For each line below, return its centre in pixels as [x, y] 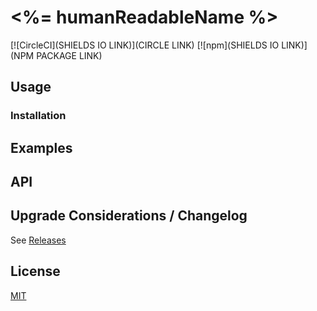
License [35, 271]
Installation [38, 116]
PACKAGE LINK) [69, 55]
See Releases [38, 240]
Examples [41, 147]
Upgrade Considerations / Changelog [129, 216]
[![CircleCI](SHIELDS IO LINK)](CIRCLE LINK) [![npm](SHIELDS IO [145, 45]
